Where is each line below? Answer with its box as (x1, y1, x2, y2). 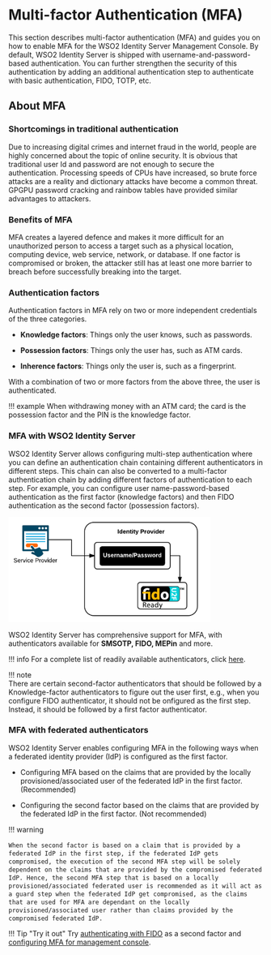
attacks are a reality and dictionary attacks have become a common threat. (8, 176, 258, 186)
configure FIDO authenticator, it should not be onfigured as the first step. (8, 695, 251, 705)
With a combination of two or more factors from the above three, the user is (8, 377, 260, 387)
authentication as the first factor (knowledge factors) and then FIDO (8, 492, 235, 501)
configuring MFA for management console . (8, 937, 151, 947)
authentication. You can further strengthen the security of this (31, 58, 237, 68)
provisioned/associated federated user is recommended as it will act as (8, 882, 263, 890)
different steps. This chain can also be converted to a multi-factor (8, 466, 227, 475)
